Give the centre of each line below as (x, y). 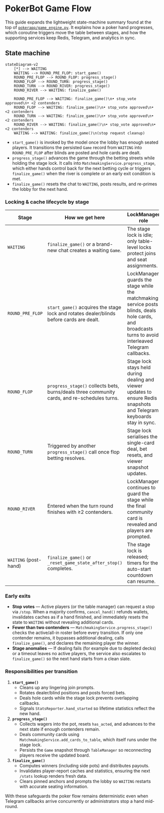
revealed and (142, 524)
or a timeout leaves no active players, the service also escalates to (79, 654)
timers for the (143, 563)
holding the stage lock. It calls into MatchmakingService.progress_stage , (84, 163)
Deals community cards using (49, 734)
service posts (143, 305)
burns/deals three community (81, 392)
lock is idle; (140, 235)
